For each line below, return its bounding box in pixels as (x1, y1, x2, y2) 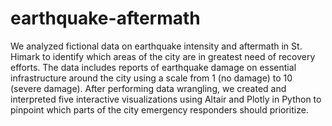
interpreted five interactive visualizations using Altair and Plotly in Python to (10, 93, 322, 105)
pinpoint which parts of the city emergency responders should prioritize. (10, 103, 309, 116)
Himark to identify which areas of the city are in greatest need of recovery (10, 50, 316, 62)
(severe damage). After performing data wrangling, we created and (10, 82, 287, 94)
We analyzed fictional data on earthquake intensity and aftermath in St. (10, 40, 303, 52)
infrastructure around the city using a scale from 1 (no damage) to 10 (10, 72, 293, 84)
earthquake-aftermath (10, 7, 201, 30)
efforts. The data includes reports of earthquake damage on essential (10, 61, 297, 73)
